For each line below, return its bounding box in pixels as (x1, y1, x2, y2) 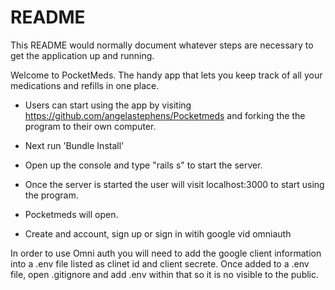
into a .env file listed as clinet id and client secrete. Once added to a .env (10, 257, 310, 270)
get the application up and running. (10, 49, 155, 61)
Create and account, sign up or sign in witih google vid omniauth (24, 227, 292, 240)
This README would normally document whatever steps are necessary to (10, 39, 314, 51)
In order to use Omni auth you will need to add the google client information (10, 247, 322, 259)
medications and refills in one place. (10, 79, 160, 91)
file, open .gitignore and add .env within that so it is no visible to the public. (10, 268, 320, 280)
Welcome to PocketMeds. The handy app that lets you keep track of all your (10, 69, 323, 81)
